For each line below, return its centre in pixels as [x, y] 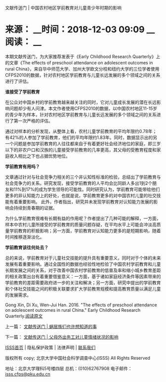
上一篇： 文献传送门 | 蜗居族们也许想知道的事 [51, 326]
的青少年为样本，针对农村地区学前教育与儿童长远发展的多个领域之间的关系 [81, 114]
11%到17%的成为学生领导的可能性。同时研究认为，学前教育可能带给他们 [87, 189]
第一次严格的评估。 [33, 121]
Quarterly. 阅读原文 [24, 316]
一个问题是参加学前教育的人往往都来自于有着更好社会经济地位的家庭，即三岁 [83, 143]
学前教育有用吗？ [22, 166]
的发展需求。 [18, 295]
